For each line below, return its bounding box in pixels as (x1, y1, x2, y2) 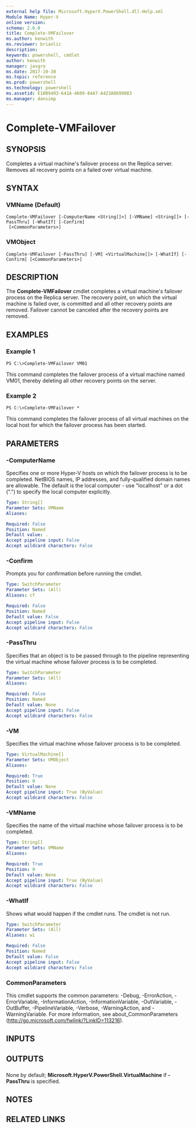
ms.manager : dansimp (6, 96, 57, 101)
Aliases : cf (6, 592, 35, 598)
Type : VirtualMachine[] (6, 751, 64, 757)
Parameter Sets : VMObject (6, 757, 69, 763)
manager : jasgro (6, 63, 46, 69)
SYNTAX (6, 183, 39, 194)
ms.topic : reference (6, 74, 57, 80)
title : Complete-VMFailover (6, 31, 75, 36)
